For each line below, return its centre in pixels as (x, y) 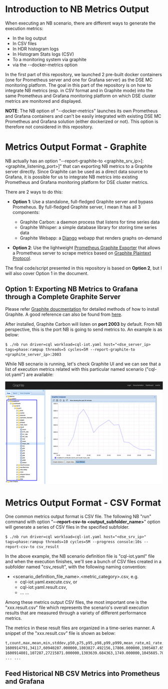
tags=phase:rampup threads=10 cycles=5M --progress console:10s (73, 542)
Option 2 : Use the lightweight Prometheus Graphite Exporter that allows (86, 248)
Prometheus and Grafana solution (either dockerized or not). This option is (82, 121)
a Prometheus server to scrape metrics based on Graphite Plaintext (82, 253)
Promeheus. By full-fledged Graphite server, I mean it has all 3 (76, 207)
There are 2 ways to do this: (34, 192)
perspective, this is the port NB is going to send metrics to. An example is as (84, 329)
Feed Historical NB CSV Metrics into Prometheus (82, 673)
